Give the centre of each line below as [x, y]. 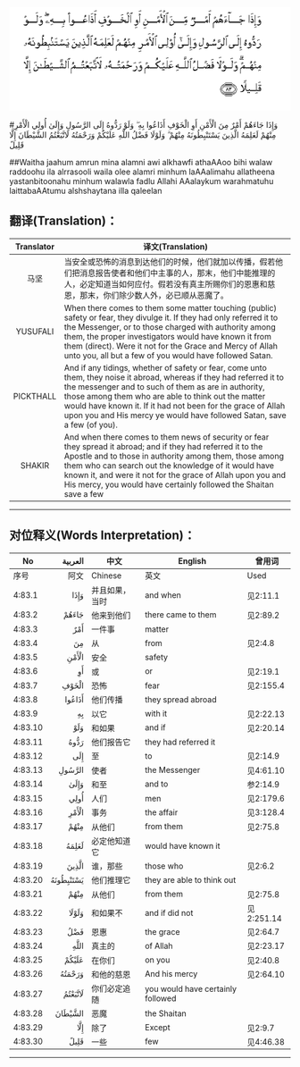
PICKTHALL [35, 397]
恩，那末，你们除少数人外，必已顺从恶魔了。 [146, 295]
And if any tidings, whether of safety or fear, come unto [166, 368]
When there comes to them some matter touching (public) [170, 307]
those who [164, 866]
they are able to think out [190, 879]
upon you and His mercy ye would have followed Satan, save [175, 416]
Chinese [107, 576]
